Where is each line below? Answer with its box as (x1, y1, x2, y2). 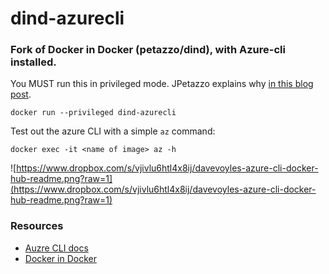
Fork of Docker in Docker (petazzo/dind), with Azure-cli (10, 43, 286, 57)
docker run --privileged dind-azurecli (10, 108, 177, 118)
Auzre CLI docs (24, 242, 89, 254)
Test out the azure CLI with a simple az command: (10, 125, 216, 137)
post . (10, 88, 32, 101)
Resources (10, 219, 64, 233)
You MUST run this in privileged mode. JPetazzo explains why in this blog (10, 78, 314, 90)
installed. (10, 55, 57, 69)
